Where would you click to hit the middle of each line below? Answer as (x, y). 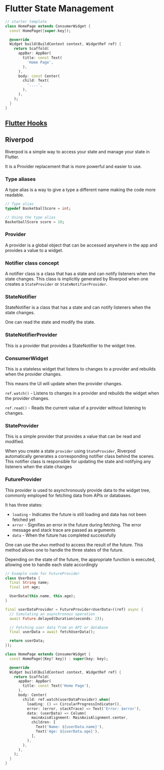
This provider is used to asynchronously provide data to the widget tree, (78, 490)
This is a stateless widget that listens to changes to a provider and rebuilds (80, 369)
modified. (15, 442)
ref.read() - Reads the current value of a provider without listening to (76, 408)
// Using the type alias (30, 217)
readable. (15, 195)
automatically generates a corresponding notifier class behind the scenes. (80, 456)
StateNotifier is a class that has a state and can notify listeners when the (78, 307)
